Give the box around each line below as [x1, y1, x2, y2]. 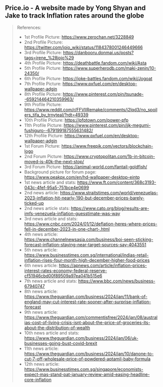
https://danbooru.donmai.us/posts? [63, 49, 134, 55]
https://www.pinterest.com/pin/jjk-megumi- [63, 122, 151, 128]
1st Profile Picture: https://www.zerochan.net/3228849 [24, 34, 134, 40]
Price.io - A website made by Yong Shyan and [5, 4, 146, 12]
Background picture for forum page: [24, 169, 96, 175]
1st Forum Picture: [24, 143, 61, 149]
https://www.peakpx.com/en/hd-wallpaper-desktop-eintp [24, 174, 140, 180]
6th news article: [24, 262, 58, 268]
